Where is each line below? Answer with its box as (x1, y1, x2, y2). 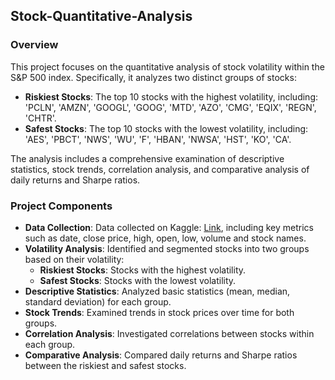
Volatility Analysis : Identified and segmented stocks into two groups (24, 242, 310, 254)
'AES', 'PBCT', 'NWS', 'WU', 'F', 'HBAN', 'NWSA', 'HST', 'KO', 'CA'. (24, 133, 292, 145)
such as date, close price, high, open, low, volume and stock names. (24, 232, 307, 244)
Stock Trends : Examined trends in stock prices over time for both (24, 306, 295, 318)
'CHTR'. (24, 112, 57, 124)
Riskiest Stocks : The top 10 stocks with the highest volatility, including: (24, 90, 318, 103)
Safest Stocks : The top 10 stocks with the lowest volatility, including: (24, 122, 309, 134)
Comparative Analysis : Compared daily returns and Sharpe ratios (24, 349, 298, 361)
